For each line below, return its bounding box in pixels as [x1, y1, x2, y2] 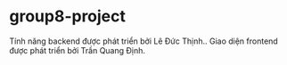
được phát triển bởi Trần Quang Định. [9, 45, 145, 55]
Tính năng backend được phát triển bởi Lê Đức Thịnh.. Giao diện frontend [9, 36, 278, 46]
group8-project [9, 6, 127, 27]
